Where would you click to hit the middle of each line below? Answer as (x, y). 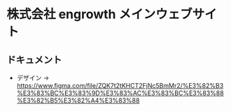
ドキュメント (34, 60)
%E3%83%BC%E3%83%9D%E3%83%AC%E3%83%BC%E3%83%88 (120, 93)
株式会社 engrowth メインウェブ (100, 14)
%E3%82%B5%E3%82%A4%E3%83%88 (78, 101)
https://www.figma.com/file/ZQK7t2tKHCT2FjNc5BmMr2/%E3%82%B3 (120, 86)
